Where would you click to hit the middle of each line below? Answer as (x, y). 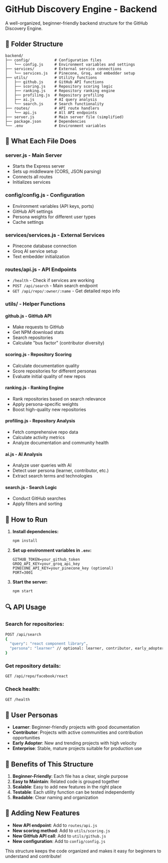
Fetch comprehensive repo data (45, 432)
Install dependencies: (35, 532)
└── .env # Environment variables (56, 126)
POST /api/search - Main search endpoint (55, 286)
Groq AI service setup (35, 251)
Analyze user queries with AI (42, 465)
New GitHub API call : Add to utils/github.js (59, 836)
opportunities (26, 738)
